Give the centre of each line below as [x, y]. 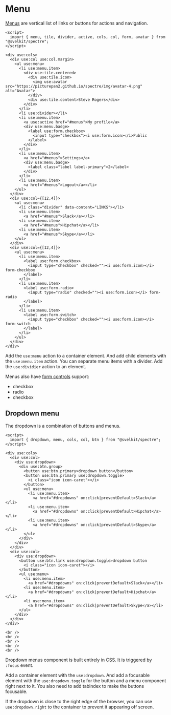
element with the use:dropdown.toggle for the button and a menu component [86, 680]
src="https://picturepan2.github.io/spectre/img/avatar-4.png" [74, 86]
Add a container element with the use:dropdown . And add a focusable [78, 675]
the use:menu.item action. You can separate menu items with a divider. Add [84, 361]
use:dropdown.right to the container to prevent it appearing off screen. [80, 707]
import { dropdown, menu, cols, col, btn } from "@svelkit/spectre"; [85, 439]
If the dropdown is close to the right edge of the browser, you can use [79, 701]
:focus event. [19, 665]
